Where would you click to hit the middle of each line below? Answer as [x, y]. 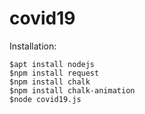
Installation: [33, 46]
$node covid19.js [45, 99]
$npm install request [54, 73]
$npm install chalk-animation [72, 90]
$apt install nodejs [52, 64]
